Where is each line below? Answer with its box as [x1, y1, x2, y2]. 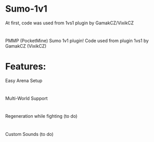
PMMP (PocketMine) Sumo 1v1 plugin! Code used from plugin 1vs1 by [5, 38, 149, 44]
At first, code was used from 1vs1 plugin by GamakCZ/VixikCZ [5, 20, 134, 26]
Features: [5, 61, 46, 73]
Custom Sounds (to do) [5, 131, 54, 137]
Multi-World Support [5, 95, 48, 101]
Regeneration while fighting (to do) [5, 113, 78, 119]
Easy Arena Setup [5, 78, 42, 84]
